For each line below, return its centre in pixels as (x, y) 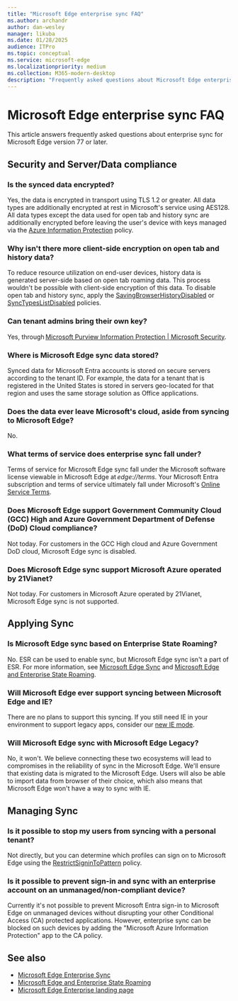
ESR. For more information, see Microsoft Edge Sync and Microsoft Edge (113, 666)
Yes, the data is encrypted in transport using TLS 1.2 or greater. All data (112, 200)
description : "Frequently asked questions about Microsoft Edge (104, 80)
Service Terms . (29, 492)
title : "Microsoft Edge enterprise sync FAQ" (75, 14)
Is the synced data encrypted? (61, 184)
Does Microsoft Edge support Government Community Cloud (114, 510)
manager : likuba (31, 34)
